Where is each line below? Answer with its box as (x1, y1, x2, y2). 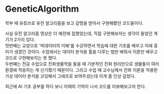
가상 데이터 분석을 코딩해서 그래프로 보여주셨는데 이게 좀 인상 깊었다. (5, 73, 136, 79)
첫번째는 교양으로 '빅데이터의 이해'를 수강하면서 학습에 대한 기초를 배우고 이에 (5, 42, 153, 48)
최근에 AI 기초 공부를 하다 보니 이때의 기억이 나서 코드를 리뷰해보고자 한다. (5, 83, 146, 89)
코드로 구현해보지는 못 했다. (5, 55, 58, 60)
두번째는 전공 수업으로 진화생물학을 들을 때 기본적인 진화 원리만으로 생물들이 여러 (5, 61, 160, 67)
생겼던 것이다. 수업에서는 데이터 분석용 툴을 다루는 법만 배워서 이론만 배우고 (14, 49, 158, 55)
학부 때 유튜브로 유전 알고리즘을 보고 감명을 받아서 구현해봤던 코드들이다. (5, 20, 143, 26)
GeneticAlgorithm (5, 3, 79, 15)
